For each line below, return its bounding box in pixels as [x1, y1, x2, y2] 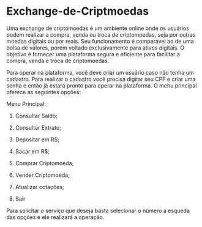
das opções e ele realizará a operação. [6, 213, 105, 221]
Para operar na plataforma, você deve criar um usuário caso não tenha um [6, 69, 194, 76]
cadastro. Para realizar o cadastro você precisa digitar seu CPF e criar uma [6, 75, 196, 83]
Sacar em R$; [15, 147, 50, 155]
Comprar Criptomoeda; [15, 159, 74, 166]
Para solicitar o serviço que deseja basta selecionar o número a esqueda [6, 207, 190, 214]
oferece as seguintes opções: [6, 88, 81, 95]
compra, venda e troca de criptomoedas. [6, 57, 110, 64]
